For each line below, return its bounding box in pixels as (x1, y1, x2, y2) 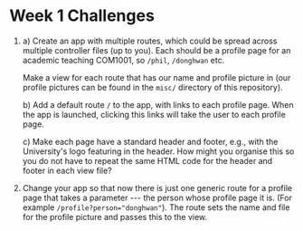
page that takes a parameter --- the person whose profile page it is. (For (22, 192, 292, 203)
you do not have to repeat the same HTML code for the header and (22, 155, 273, 166)
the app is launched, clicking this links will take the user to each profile (22, 109, 287, 120)
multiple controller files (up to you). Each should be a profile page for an (22, 44, 291, 55)
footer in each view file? (22, 165, 112, 176)
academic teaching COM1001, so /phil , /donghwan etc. (22, 54, 225, 65)
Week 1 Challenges (9, 5, 156, 26)
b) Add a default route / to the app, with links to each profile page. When (22, 99, 294, 110)
